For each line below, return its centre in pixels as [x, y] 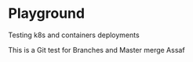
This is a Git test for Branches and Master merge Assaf [97, 50]
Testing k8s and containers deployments [74, 35]
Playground [46, 14]
